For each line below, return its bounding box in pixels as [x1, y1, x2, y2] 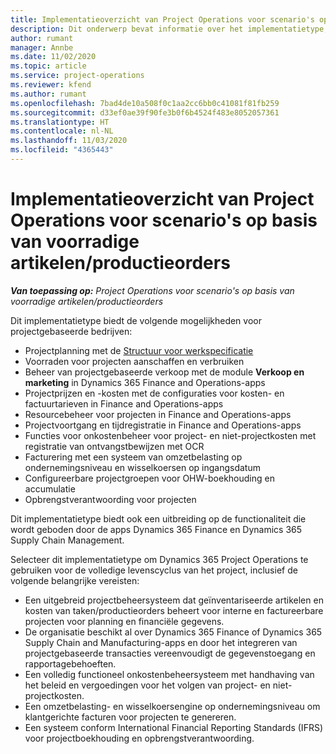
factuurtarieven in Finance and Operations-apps [24, 397, 224, 410]
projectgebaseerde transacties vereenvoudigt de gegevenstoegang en [24, 647, 316, 659]
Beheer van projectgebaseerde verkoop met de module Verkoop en [24, 366, 305, 378]
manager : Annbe [10, 42, 74, 53]
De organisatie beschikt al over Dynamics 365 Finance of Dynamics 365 [24, 626, 323, 638]
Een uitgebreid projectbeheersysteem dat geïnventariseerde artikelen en [24, 594, 324, 606]
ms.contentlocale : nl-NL [10, 126, 114, 136]
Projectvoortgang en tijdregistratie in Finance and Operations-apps [24, 419, 302, 431]
